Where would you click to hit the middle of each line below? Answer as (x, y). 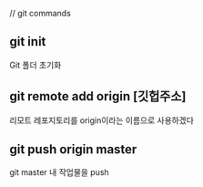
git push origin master (73, 150)
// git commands (40, 13)
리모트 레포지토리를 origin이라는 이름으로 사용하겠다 (101, 120)
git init (28, 42)
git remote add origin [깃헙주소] (98, 96)
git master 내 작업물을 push (59, 172)
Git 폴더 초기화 (36, 65)
